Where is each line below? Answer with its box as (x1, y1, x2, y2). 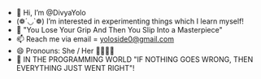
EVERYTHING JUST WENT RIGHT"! (15, 64, 136, 72)
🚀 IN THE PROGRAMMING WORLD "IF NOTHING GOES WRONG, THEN (15, 55, 254, 64)
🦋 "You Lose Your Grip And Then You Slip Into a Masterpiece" (15, 25, 223, 34)
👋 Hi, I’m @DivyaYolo (15, 8, 87, 17)
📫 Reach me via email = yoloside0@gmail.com (15, 34, 175, 44)
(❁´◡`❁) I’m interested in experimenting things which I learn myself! (15, 16, 244, 26)
